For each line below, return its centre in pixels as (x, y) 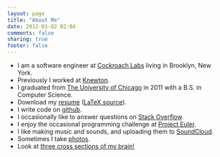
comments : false (31, 33)
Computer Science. (45, 95)
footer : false (28, 46)
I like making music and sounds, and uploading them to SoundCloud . (115, 131)
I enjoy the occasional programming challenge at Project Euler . (107, 124)
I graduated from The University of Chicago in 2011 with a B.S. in (109, 87)
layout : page (26, 13)
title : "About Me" (34, 20)
